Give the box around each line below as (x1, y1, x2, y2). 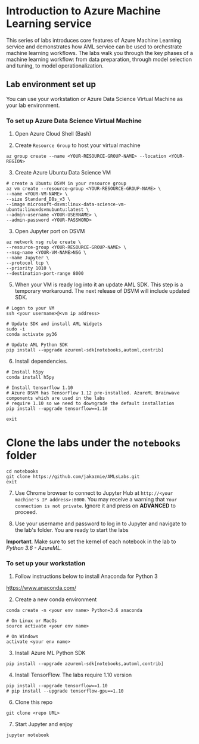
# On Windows (6, 633, 39, 640)
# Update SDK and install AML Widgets (6, 321, 102, 327)
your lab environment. (6, 102, 60, 109)
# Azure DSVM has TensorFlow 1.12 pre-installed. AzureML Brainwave (6, 390, 180, 396)
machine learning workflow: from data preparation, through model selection (6, 56, 192, 63)
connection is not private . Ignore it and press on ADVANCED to (14, 502, 176, 509)
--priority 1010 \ (6, 265, 52, 271)
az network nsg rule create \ (6, 239, 82, 246)
